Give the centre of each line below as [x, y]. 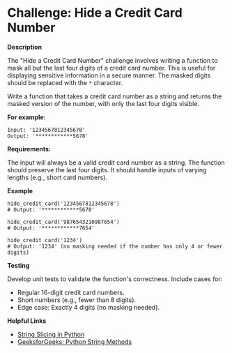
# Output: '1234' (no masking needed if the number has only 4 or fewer [115, 246]
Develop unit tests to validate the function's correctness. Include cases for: [115, 279]
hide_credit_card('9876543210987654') [63, 222]
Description [25, 47]
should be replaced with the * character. [65, 82]
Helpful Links [27, 321]
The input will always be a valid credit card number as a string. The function [116, 163]
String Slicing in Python [51, 334]
